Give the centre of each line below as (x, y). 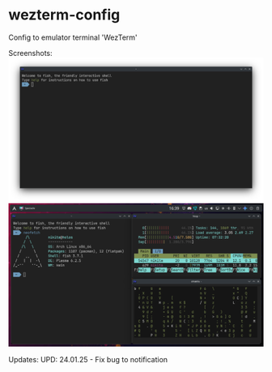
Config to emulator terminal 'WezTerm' (73, 37)
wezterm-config (64, 15)
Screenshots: (30, 53)
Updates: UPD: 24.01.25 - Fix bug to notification (88, 359)
